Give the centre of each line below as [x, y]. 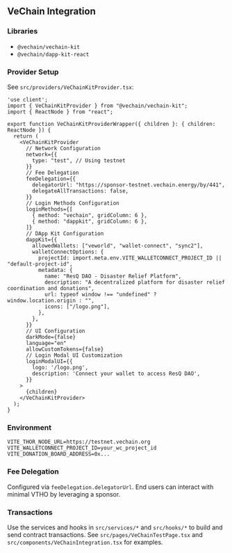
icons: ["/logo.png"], [77, 306]
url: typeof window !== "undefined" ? [100, 294]
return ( [26, 136]
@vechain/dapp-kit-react [53, 54]
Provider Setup [33, 72]
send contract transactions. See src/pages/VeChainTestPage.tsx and [105, 534]
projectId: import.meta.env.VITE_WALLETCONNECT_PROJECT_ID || [130, 258]
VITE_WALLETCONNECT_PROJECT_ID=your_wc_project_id [82, 448]
